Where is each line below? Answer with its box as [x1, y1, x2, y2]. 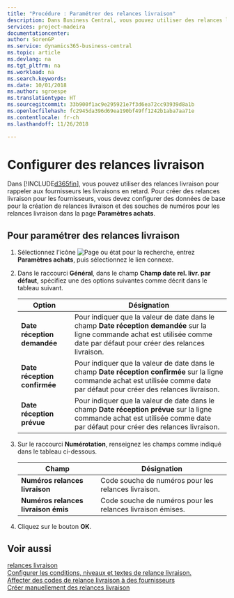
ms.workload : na [7, 68, 54, 75]
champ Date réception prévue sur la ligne [74, 405, 212, 414]
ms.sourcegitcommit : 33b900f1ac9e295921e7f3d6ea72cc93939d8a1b [7, 101, 195, 108]
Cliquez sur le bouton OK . [17, 523, 92, 531]
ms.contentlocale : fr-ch [7, 114, 79, 121]
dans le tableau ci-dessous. [17, 447, 97, 456]
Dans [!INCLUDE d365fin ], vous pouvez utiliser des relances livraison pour [7, 179, 219, 188]
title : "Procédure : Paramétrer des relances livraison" [7, 10, 176, 17]
